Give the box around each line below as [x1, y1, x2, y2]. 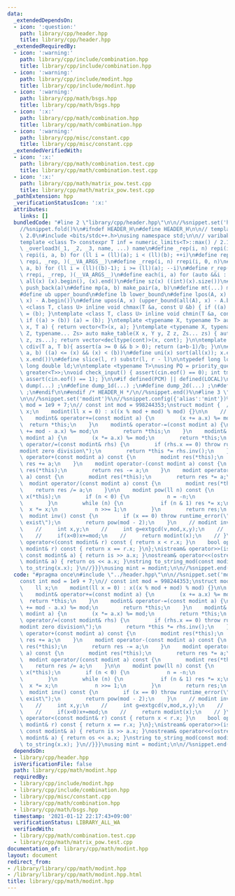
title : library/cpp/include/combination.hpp [20, 62, 152, 69]
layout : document [7, 852, 58, 859]
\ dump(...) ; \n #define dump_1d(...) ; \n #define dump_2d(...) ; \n [20, 382, 218, 389]
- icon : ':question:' [13, 23, 77, 30]
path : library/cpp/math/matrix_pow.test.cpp [20, 180, 152, 187]
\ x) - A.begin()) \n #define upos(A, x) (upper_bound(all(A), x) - [20, 297, 218, 305]
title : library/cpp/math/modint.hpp [7, 878, 114, 885]
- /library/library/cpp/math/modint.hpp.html [7, 871, 142, 878]
